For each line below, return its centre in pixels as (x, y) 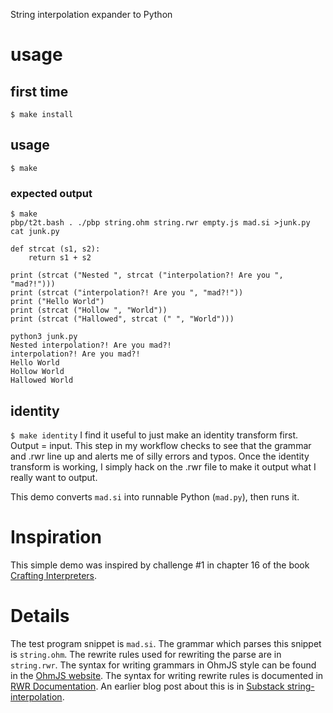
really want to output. (54, 477)
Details (40, 616)
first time (39, 91)
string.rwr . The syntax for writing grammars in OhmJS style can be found (163, 665)
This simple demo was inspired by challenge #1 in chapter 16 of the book (160, 565)
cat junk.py (35, 232)
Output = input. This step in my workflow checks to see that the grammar (161, 445)
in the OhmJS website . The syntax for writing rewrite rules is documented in (167, 675)
